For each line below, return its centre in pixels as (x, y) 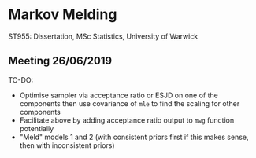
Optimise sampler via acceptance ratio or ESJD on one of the (119, 95)
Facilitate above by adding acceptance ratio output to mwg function (127, 120)
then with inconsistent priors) (67, 145)
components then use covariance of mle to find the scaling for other (130, 103)
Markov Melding (63, 15)
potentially (37, 128)
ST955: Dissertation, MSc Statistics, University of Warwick (103, 36)
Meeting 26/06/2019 (60, 61)
